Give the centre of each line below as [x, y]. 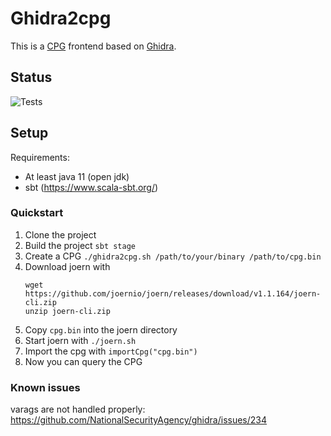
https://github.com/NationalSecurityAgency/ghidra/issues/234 [139, 420]
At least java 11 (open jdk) [77, 176]
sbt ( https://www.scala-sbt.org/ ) [91, 187]
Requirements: [40, 157]
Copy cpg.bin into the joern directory [101, 329]
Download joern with [67, 266]
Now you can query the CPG [83, 361]
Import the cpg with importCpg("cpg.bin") [111, 351]
